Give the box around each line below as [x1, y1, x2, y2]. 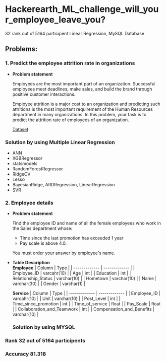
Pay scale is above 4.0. [19, 240, 67, 246]
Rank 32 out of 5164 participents [5, 337, 86, 344]
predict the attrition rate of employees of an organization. [12, 117, 129, 123]
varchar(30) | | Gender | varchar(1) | [12, 281, 86, 287]
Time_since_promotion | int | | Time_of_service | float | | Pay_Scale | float [12, 301, 161, 307]
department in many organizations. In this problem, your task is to [12, 111, 147, 117]
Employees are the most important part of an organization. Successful [12, 80, 156, 86]
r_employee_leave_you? [5, 14, 106, 25]
